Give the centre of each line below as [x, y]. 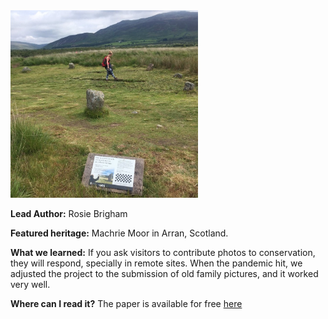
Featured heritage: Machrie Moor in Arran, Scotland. [119, 233]
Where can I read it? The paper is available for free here [126, 303]
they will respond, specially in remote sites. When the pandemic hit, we [156, 263]
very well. [30, 284]
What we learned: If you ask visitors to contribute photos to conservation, [163, 252]
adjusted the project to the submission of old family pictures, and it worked [164, 273]
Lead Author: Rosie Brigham [69, 213]
